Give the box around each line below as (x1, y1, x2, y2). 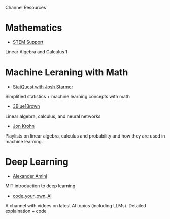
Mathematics (5, 22, 62, 34)
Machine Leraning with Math (5, 67, 128, 78)
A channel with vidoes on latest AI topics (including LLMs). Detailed (5, 202, 146, 208)
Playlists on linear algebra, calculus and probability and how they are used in (5, 132, 165, 139)
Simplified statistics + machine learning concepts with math (5, 93, 130, 99)
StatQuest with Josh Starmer (12, 84, 74, 90)
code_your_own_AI (12, 193, 52, 199)
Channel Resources (5, 5, 47, 10)
